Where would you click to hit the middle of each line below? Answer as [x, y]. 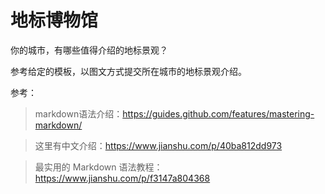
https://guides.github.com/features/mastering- [218, 113]
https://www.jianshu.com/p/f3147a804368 [122, 178]
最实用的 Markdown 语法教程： [98, 167]
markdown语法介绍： [78, 113]
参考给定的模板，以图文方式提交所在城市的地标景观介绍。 [128, 71]
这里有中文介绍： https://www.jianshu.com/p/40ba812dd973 [158, 145]
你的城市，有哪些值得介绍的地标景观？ [89, 50]
